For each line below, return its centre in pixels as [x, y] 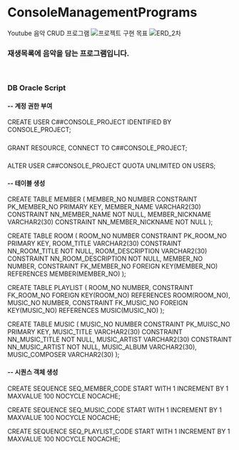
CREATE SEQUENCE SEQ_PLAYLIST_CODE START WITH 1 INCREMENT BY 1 [119, 431]
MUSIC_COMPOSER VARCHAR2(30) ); [63, 355]
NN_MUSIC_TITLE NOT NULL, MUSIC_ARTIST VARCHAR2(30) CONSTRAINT [120, 339]
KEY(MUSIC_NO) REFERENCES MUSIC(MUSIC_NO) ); [86, 311]
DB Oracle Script [37, 88]
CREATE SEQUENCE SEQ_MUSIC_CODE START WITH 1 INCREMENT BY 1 [115, 410]
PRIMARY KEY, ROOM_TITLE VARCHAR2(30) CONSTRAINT [95, 244]
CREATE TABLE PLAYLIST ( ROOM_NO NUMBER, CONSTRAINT [101, 288]
